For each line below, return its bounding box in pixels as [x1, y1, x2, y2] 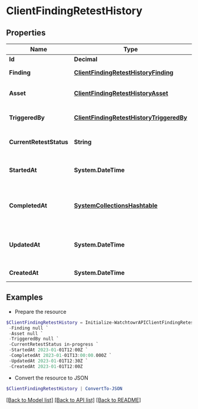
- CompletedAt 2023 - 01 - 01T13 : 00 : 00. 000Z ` [8, 353, 112, 359]
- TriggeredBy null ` [8, 336, 60, 342]
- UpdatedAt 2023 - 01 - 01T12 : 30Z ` [8, 358, 88, 364]
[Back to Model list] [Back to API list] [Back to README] [6, 396, 141, 403]
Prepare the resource [14, 308, 67, 315]
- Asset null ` [8, 330, 44, 336]
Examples [6, 293, 43, 303]
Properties [6, 28, 46, 38]
